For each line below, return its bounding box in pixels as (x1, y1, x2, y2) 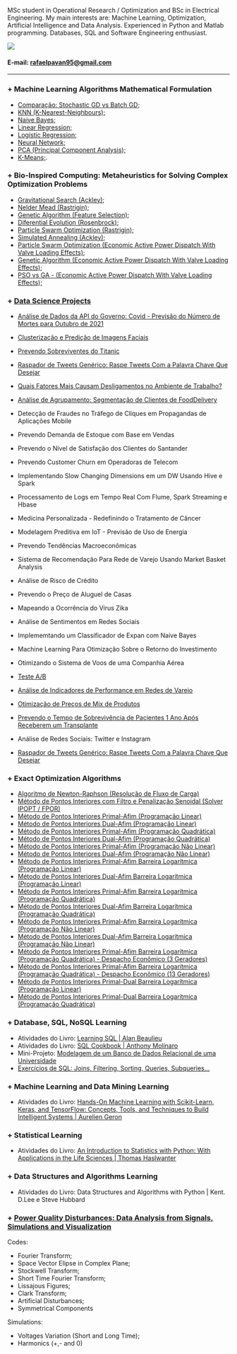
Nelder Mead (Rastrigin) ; (17, 203, 90, 212)
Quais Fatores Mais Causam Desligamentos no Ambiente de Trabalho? (17, 382, 222, 390)
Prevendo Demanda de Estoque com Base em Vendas (17, 431, 175, 439)
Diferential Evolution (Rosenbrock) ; (17, 218, 119, 226)
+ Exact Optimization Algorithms (7, 774, 121, 784)
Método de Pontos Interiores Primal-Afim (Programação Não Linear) (17, 842, 216, 851)
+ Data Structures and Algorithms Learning (7, 1171, 158, 1181)
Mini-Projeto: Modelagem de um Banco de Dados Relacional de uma (17, 1048, 217, 1057)
